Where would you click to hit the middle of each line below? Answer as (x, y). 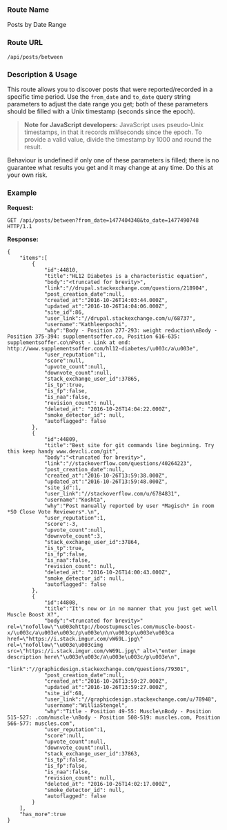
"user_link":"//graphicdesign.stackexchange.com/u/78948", (130, 699)
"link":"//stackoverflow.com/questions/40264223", (118, 464)
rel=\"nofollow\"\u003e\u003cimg (55, 645)
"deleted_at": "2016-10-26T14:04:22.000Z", (107, 409)
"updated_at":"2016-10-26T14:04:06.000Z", (106, 306)
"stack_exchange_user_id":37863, (92, 754)
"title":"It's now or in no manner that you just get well (130, 609)
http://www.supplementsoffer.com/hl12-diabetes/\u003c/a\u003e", (103, 349)
